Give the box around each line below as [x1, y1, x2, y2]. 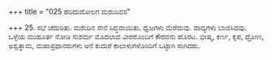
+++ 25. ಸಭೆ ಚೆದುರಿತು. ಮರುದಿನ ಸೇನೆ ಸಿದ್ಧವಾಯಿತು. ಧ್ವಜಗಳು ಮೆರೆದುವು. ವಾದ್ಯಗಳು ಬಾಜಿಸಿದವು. [8, 23, 247, 32]
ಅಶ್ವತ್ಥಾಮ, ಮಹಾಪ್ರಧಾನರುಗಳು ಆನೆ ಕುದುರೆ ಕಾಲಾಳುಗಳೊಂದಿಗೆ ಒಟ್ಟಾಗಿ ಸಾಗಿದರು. [8, 41, 201, 50]
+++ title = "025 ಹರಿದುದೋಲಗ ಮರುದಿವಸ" [8, 7, 132, 16]
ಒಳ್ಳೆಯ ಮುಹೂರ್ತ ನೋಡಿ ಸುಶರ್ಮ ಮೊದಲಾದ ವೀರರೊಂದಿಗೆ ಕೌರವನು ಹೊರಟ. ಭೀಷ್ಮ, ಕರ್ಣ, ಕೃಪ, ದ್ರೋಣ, [8, 32, 265, 41]
